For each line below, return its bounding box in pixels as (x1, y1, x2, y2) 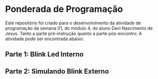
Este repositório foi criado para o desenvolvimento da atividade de (5, 20, 142, 26)
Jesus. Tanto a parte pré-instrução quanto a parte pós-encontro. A (5, 30, 142, 36)
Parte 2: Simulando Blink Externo (5, 67, 109, 76)
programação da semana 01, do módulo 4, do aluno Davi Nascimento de (5, 25, 153, 31)
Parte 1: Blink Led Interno (5, 50, 84, 59)
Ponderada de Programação (5, 3, 123, 15)
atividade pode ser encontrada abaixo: (5, 36, 84, 42)
